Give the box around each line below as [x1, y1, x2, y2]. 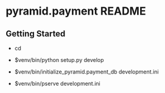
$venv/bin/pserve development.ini [14, 80, 101, 87]
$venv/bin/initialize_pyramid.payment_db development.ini [14, 68, 159, 75]
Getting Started [5, 29, 66, 39]
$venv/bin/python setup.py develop [14, 57, 104, 63]
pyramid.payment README [5, 4, 147, 18]
